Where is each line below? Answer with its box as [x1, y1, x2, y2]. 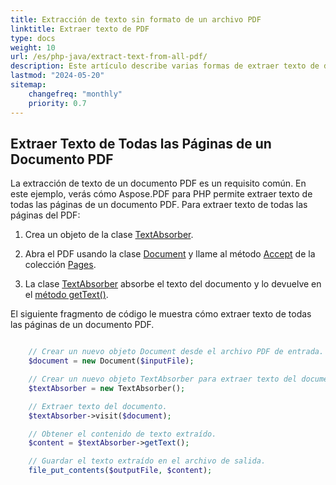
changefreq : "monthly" [28, 89, 123, 99]
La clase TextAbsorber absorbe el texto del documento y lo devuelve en [24, 278, 322, 290]
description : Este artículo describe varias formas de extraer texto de [10, 61, 320, 71]
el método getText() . [24, 289, 109, 301]
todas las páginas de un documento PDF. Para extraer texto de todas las [10, 199, 308, 211]
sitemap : [10, 80, 47, 90]
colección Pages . [24, 259, 97, 271]
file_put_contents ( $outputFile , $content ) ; [28, 466, 213, 476]
